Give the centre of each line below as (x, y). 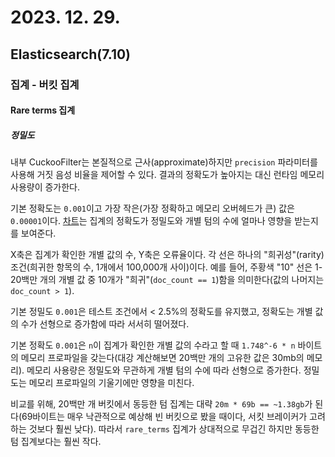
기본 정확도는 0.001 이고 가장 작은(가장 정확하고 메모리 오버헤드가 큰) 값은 (152, 208)
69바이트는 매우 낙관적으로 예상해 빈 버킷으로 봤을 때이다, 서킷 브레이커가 (164, 417)
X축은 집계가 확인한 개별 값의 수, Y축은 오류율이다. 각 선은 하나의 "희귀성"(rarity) (167, 255)
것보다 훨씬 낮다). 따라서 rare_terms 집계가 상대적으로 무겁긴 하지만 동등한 (174, 429)
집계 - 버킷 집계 (45, 84)
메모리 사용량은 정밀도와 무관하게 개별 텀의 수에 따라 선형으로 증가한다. (164, 370)
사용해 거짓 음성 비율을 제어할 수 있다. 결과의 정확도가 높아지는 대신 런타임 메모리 (167, 175)
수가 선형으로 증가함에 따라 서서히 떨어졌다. (105, 324)
